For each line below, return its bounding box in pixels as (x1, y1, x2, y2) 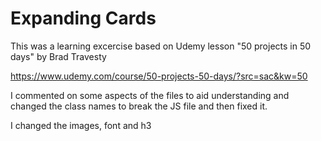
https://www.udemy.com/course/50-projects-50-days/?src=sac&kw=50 (10, 70, 308, 82)
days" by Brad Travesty (10, 50, 107, 62)
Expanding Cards (10, 7, 157, 30)
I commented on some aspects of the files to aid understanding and (10, 89, 290, 101)
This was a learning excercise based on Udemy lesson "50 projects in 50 (10, 40, 312, 52)
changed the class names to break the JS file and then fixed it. (10, 100, 268, 112)
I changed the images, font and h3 (10, 119, 152, 131)
